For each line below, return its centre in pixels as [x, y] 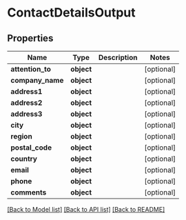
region [21, 136]
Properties [30, 38]
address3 [27, 114]
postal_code [31, 148]
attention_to [31, 69]
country [24, 159]
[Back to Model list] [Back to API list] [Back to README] [86, 209]
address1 [27, 91]
